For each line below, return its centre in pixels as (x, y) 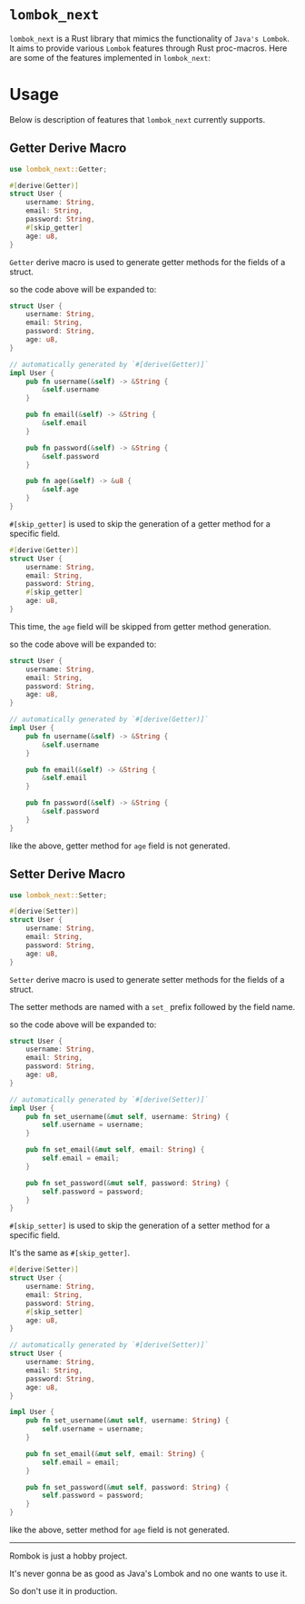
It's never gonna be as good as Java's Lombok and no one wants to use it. (148, 1574)
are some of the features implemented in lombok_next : (110, 57)
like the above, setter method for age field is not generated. (119, 1530)
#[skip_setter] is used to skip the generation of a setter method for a (140, 1226)
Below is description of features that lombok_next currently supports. (138, 119)
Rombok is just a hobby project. (69, 1556)
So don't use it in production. (64, 1591)
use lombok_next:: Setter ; (58, 895)
